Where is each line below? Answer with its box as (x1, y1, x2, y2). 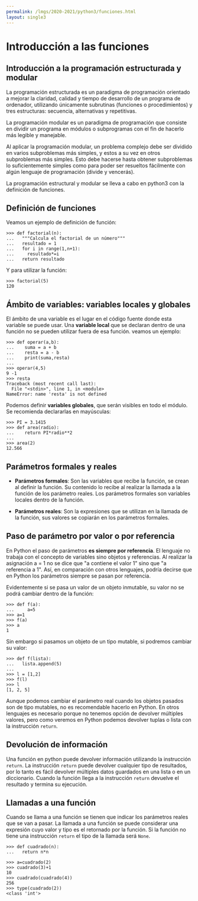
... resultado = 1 (6, 241, 57, 247)
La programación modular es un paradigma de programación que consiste (6, 119, 187, 126)
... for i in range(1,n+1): (6, 246, 81, 252)
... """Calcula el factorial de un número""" (6, 236, 126, 242)
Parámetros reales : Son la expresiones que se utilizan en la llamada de (14, 507, 188, 515)
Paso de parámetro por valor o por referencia (6, 531, 175, 541)
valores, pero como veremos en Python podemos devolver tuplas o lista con (6, 716, 192, 723)
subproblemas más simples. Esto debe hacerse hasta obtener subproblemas (6, 156, 193, 163)
